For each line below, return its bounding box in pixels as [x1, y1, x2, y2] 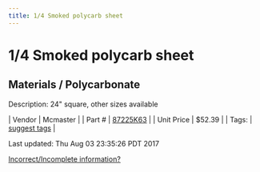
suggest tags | [8, 123, 56, 133]
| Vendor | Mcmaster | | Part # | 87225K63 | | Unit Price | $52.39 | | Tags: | [8, 114, 253, 124]
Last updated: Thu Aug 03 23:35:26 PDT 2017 [8, 138, 160, 148]
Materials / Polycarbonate [8, 78, 141, 92]
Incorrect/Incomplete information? [8, 154, 122, 164]
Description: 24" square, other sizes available [8, 99, 158, 109]
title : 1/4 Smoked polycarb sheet [8, 11, 124, 20]
